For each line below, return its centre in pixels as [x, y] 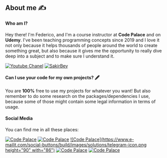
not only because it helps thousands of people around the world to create [81, 45]
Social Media [19, 118]
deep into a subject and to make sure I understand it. [60, 56]
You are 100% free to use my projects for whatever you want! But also [78, 91]
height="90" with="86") [30, 150]
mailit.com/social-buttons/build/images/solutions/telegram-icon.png [76, 145]
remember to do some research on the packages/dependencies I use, [77, 96]
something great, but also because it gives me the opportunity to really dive [83, 50]
